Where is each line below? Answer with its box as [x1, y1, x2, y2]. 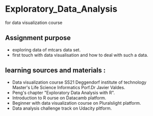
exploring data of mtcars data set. [12, 46, 81, 52]
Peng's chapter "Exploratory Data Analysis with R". [12, 90, 115, 95]
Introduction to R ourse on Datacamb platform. [12, 94, 106, 101]
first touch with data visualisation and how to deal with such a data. [12, 52, 149, 58]
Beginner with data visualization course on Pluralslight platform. [12, 100, 141, 106]
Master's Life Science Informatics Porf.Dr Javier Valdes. [12, 84, 126, 90]
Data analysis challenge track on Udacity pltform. [12, 105, 112, 111]
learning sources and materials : [5, 66, 106, 74]
